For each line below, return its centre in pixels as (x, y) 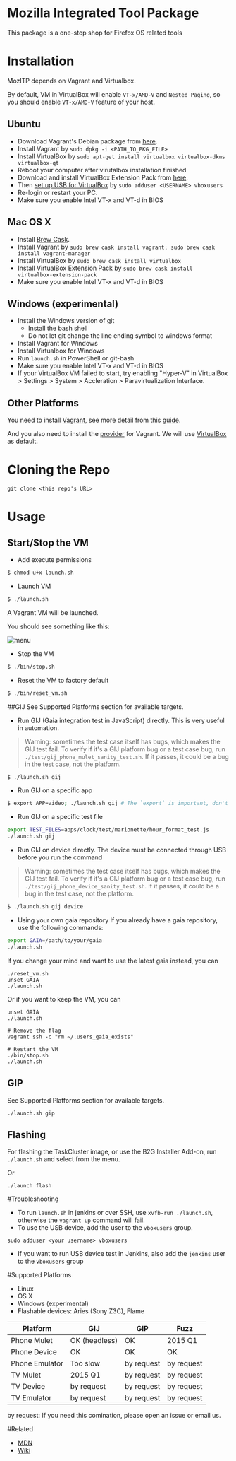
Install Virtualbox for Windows (61, 351)
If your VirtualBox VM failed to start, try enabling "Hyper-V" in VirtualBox (123, 373)
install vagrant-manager (54, 253)
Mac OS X (29, 222)
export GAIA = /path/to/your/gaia (55, 940)
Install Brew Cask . (44, 239)
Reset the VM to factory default (63, 680)
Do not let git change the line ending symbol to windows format (120, 336)
